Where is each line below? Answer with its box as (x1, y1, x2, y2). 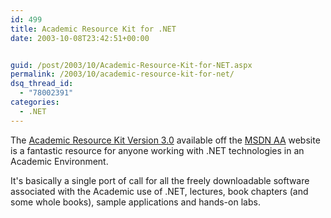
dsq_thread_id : (10, 79, 74, 89)
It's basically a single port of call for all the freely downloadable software (10, 174, 310, 186)
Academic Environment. (10, 155, 109, 167)
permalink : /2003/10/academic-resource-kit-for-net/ (10, 69, 235, 80)
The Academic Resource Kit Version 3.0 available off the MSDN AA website (10, 134, 321, 146)
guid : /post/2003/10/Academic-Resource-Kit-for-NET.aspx (10, 60, 253, 70)
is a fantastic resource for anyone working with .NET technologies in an (10, 144, 305, 156)
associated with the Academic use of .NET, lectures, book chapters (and (10, 185, 309, 197)
